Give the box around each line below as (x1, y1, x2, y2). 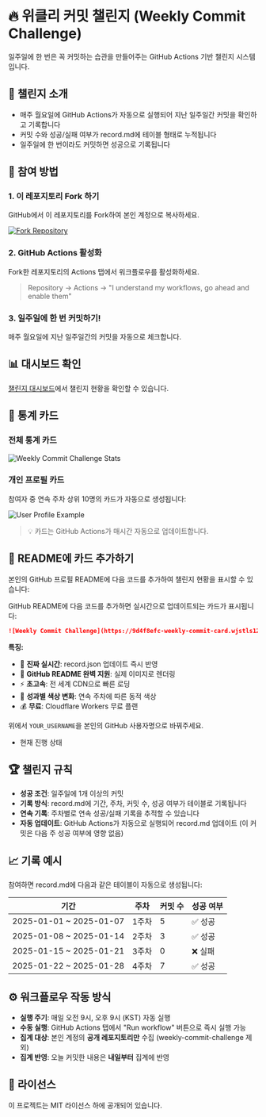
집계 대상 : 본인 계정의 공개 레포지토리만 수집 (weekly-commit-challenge (19, 1032, 244, 1042)
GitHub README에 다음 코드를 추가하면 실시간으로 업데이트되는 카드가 (8, 601, 227, 611)
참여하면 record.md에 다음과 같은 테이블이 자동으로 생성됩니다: (8, 880, 203, 889)
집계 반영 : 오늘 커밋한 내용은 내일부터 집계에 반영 (19, 1052, 170, 1061)
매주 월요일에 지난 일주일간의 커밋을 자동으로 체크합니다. (8, 332, 182, 342)
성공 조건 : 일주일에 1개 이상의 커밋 (19, 789, 124, 798)
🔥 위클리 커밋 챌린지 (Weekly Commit (8, 7, 246, 25)
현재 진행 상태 (19, 737, 63, 747)
